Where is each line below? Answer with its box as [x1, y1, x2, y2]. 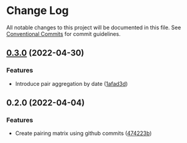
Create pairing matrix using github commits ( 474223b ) [15, 130, 152, 137]
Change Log [6, 4, 69, 18]
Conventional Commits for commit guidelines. [6, 30, 121, 37]
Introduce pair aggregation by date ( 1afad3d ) [15, 80, 128, 87]
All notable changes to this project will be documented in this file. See [6, 24, 182, 31]
